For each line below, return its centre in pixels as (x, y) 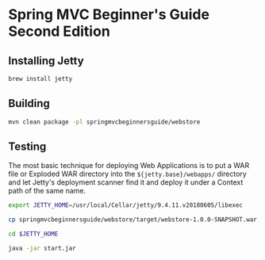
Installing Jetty (46, 61)
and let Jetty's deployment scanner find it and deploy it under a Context (126, 182)
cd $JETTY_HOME (33, 234)
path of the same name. (47, 191)
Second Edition (60, 31)
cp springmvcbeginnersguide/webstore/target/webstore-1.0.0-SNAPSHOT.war (133, 220)
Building (29, 103)
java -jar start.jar (42, 248)
